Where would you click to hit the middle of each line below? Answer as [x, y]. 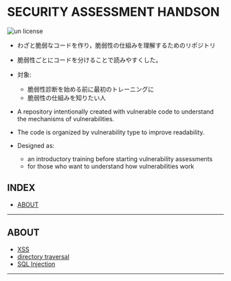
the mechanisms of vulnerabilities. [66, 118]
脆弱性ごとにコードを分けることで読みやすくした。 [89, 60]
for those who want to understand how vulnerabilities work [111, 166]
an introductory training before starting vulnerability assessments [120, 158]
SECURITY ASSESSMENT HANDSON [113, 12]
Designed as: [36, 145]
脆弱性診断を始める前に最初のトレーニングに [91, 89]
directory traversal [43, 256]
